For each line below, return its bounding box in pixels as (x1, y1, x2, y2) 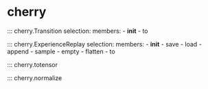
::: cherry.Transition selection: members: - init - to (7, 27, 149, 35)
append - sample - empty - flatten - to (7, 47, 115, 55)
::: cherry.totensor (7, 60, 58, 68)
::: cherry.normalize (7, 73, 62, 82)
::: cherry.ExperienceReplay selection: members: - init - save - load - (7, 40, 203, 48)
